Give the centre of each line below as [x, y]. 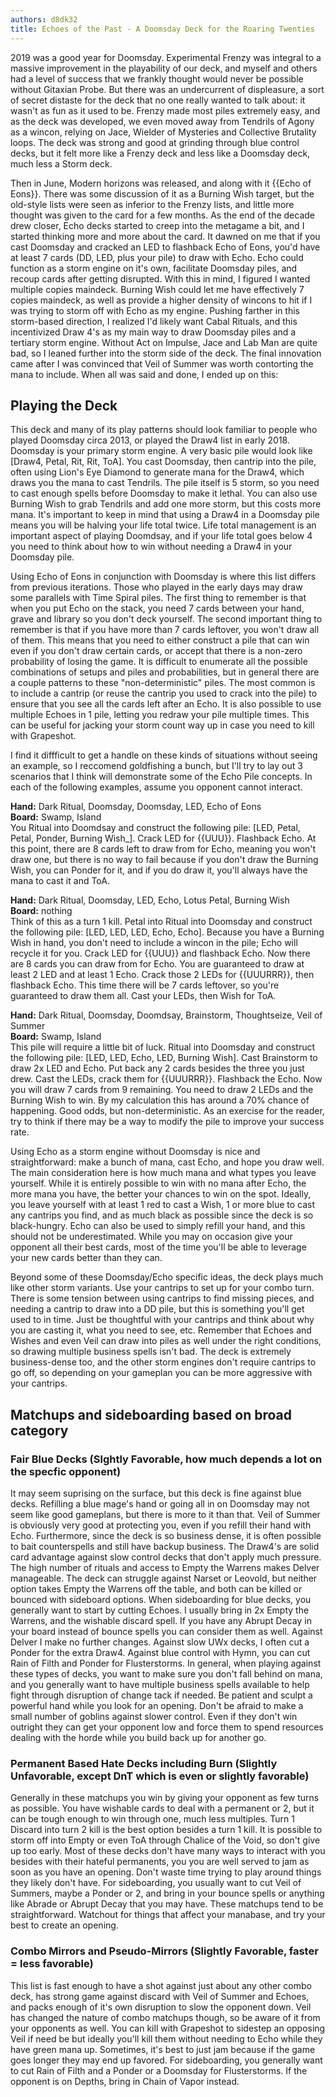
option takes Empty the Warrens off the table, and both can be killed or [156, 1589]
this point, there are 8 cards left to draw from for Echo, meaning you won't [163, 849]
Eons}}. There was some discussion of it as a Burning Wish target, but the [162, 193]
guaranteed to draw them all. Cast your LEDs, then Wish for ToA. [143, 996]
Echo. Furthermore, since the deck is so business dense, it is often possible [166, 1535]
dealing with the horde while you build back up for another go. [138, 1737]
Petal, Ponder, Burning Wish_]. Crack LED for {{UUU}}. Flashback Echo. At [163, 838]
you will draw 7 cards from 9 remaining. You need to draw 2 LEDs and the [162, 1090]
